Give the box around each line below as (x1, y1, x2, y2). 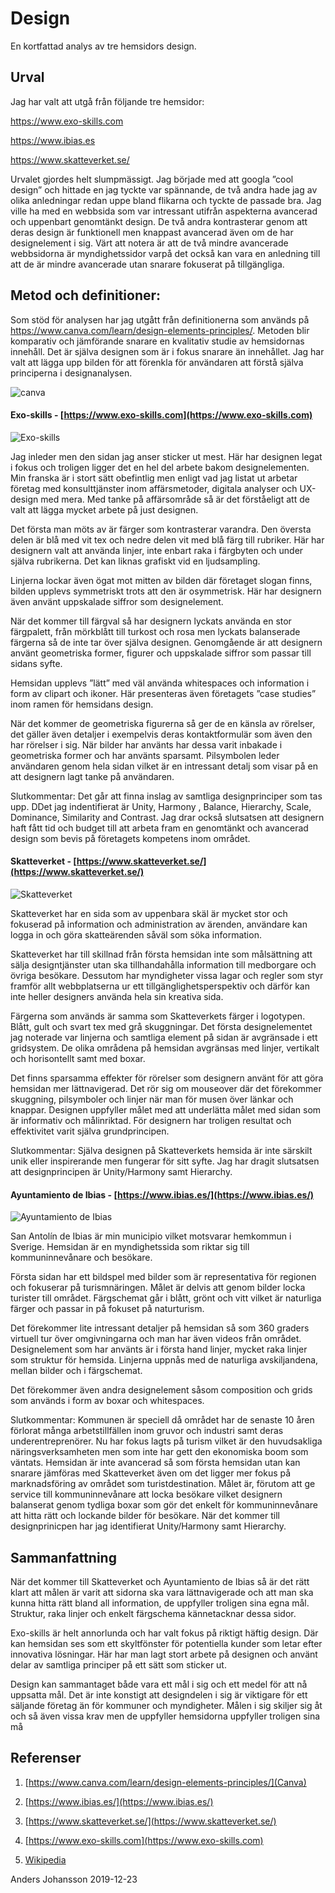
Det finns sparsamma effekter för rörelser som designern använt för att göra (10, 1072, 324, 1084)
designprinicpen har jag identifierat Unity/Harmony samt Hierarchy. (10, 1520, 287, 1532)
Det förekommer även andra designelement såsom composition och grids (10, 1384, 313, 1396)
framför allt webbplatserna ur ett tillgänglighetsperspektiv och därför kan (10, 980, 310, 992)
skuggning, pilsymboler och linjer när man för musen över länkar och (10, 1093, 294, 1105)
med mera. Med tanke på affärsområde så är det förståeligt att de (40, 493, 310, 505)
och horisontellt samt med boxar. (10, 1052, 146, 1064)
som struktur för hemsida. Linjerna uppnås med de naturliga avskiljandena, (10, 1354, 319, 1366)
